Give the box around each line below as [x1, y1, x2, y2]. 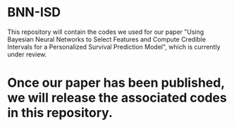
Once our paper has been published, [7, 75, 225, 91]
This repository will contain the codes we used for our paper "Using [7, 28, 204, 36]
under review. [7, 50, 47, 59]
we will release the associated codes [7, 90, 227, 106]
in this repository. [7, 105, 113, 121]
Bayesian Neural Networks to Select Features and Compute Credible [7, 35, 207, 43]
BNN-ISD [7, 4, 61, 20]
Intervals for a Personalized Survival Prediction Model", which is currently [7, 42, 221, 51]
